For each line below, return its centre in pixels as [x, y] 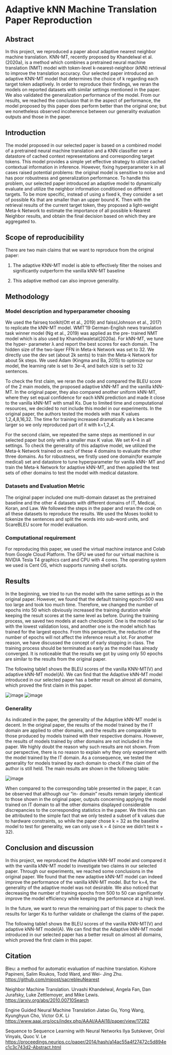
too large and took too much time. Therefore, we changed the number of [82, 604]
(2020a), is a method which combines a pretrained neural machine [76, 62]
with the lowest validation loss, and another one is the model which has [80, 626]
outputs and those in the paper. [38, 117]
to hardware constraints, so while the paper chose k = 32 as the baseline [82, 821]
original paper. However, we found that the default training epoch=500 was [84, 599]
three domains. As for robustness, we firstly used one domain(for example [84, 456]
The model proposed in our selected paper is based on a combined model [83, 145]
